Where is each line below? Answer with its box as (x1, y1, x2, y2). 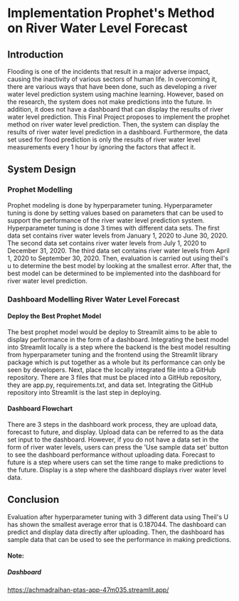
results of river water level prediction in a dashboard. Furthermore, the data (7, 128, 228, 136)
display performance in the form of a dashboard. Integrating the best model (7, 335, 229, 344)
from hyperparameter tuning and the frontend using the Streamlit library (7, 350, 218, 358)
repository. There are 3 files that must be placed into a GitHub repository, (7, 373, 222, 381)
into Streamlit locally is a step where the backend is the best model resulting (7, 343, 231, 351)
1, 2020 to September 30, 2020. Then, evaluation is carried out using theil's (7, 254, 229, 262)
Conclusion (7, 494, 60, 506)
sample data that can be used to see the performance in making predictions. (7, 535, 232, 543)
